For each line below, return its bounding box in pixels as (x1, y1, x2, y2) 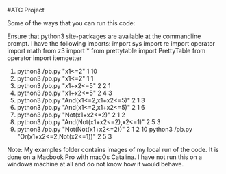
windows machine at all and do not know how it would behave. (7, 160, 184, 168)
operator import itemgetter (7, 54, 82, 62)
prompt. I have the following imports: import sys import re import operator (7, 40, 216, 47)
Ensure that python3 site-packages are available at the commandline (7, 32, 201, 40)
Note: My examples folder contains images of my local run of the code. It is (7, 146, 219, 154)
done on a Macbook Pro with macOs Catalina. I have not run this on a (7, 153, 203, 161)
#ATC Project (7, 6, 45, 14)
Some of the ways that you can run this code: (7, 19, 136, 27)
